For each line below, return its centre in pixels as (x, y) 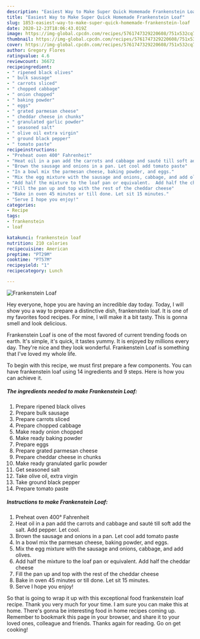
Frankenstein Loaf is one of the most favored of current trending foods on (97, 335)
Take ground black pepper (47, 482)
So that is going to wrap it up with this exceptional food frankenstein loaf (95, 598)
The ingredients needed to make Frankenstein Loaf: (72, 391)
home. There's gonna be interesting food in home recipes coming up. (91, 610)
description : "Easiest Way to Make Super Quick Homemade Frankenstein (96, 12)
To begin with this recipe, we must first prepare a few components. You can (99, 365)
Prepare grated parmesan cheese (56, 450)
